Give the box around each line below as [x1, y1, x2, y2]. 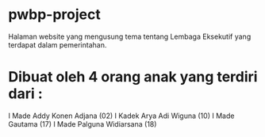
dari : [8, 85, 44, 103]
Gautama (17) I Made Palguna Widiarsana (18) [8, 119, 157, 128]
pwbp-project [8, 6, 102, 24]
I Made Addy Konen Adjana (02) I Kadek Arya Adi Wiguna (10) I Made [8, 111, 235, 120]
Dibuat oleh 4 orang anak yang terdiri [8, 68, 258, 86]
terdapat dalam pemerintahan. [8, 40, 107, 49]
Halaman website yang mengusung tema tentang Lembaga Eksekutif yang [8, 32, 252, 41]
